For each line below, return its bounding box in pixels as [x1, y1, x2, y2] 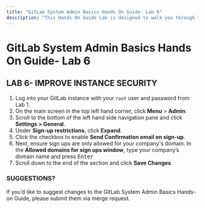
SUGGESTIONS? [6, 174, 56, 183]
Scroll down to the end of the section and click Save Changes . [15, 159, 173, 167]
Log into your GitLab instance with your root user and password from [15, 94, 190, 101]
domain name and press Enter [15, 152, 94, 160]
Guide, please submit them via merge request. [14, 195, 131, 202]
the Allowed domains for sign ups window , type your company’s [15, 146, 179, 153]
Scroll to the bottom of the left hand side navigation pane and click [15, 113, 183, 121]
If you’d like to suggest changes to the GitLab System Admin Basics [6, 188, 176, 195]
